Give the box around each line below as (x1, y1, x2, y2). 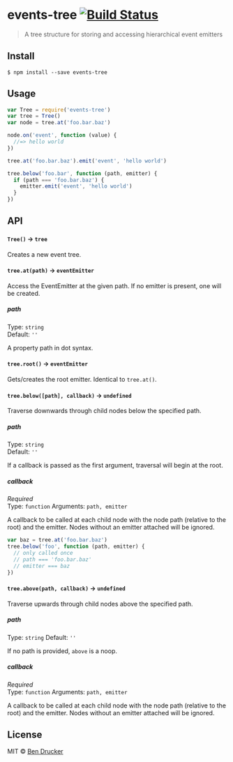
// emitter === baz (13, 562, 70, 569)
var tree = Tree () (7, 112, 61, 120)
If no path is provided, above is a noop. (7, 646, 117, 655)
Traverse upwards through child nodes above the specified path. (7, 599, 193, 608)
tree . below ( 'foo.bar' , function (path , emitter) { (7, 170, 158, 177)
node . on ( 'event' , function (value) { (7, 132, 117, 139)
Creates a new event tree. (7, 250, 82, 258)
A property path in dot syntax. (7, 343, 93, 352)
